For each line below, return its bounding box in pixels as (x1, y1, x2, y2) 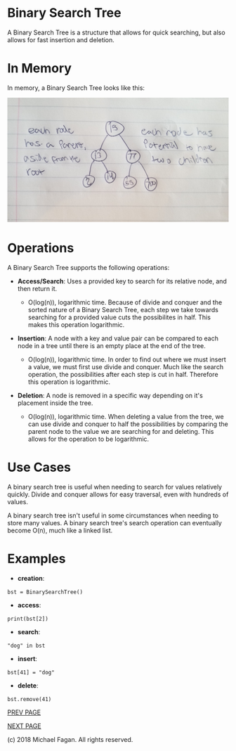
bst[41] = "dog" (7, 669, 55, 676)
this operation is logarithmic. (27, 378, 111, 386)
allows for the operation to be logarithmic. (27, 435, 150, 443)
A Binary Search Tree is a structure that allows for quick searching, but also (7, 28, 226, 37)
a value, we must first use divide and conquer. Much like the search (27, 362, 223, 371)
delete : (17, 681, 39, 690)
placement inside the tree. (17, 399, 93, 407)
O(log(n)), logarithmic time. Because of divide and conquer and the (27, 297, 223, 307)
